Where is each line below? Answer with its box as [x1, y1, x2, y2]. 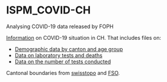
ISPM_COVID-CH [6, 4, 91, 17]
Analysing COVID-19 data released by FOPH [6, 23, 114, 30]
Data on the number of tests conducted [14, 58, 111, 65]
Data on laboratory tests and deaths [14, 52, 102, 59]
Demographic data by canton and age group [14, 45, 123, 53]
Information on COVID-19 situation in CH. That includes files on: [6, 34, 162, 41]
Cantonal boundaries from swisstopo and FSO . [6, 69, 120, 76]
